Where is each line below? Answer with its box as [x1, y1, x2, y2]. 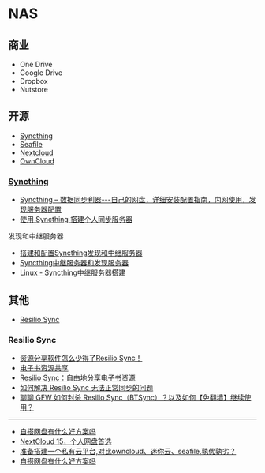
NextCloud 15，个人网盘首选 [19, 437, 112, 446]
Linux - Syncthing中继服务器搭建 [19, 268, 126, 277]
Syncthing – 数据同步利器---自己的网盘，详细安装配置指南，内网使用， [19, 195, 250, 205]
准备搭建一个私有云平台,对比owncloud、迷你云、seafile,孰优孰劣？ [19, 447, 237, 456]
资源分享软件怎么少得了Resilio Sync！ [19, 353, 143, 363]
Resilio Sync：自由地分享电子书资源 [19, 373, 136, 383]
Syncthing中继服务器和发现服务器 [19, 258, 129, 268]
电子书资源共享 [19, 363, 69, 373]
